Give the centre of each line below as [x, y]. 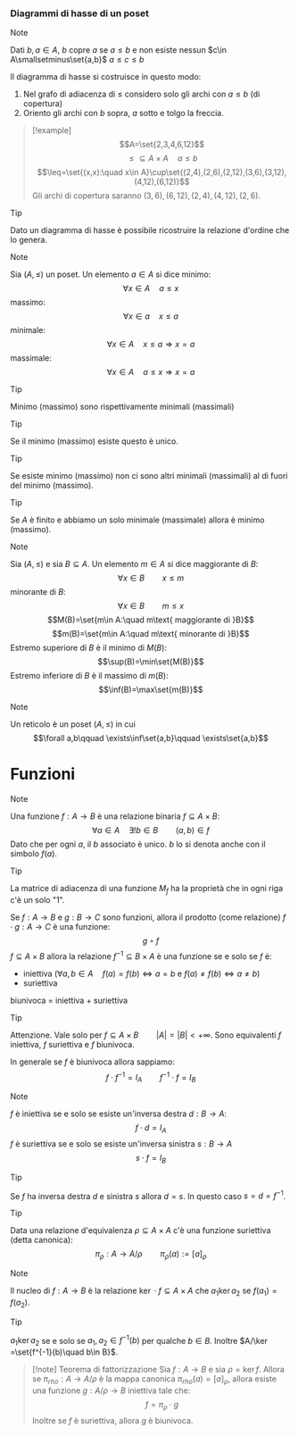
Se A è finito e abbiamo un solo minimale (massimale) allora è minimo [137, 520]
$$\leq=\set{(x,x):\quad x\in [88, 172]
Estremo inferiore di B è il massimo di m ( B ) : [89, 676]
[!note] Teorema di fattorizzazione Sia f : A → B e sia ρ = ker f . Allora [158, 1370]
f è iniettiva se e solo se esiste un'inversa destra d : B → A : [118, 1114]
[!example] [52, 130]
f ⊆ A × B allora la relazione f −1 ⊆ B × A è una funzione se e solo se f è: [141, 955]
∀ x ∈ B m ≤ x [151, 606]
